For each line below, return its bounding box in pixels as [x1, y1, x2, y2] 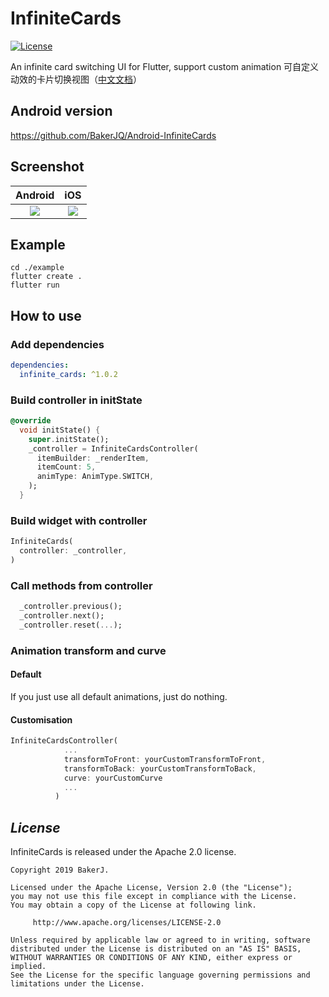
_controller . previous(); [19, 602, 123, 612]
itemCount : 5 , [36, 462, 97, 472]
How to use [10, 307, 82, 324]
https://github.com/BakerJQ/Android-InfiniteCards [10, 129, 217, 141]
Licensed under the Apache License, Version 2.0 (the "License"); [10, 883, 293, 893]
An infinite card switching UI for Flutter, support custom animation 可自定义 [10, 60, 320, 72]
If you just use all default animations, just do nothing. [10, 690, 228, 702]
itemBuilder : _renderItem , [36, 453, 150, 463]
